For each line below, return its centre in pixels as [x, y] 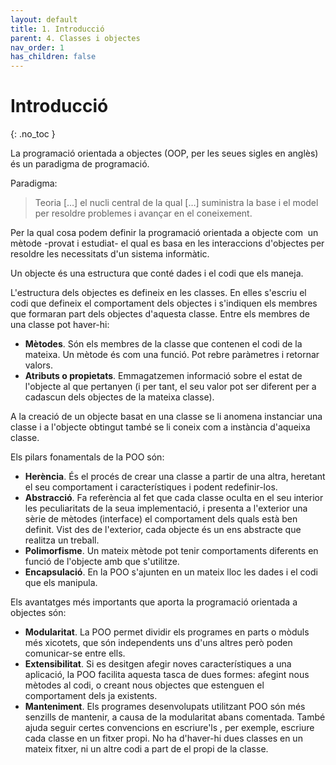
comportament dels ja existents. [91, 696]
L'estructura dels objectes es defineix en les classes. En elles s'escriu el [158, 293]
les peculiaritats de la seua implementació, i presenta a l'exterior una [166, 508]
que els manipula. [61, 583]
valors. [38, 365]
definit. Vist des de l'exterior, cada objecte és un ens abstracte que [163, 530]
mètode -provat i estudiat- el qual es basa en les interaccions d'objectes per [167, 243]
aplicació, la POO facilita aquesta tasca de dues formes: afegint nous [167, 675]
